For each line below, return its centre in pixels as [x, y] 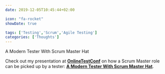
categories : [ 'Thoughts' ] [32, 37]
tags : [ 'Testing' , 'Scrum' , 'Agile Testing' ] [51, 32]
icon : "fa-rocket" [24, 19]
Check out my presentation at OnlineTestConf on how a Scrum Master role [82, 61]
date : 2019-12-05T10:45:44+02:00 [40, 10]
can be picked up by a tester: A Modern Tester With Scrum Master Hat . [79, 66]
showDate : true [21, 23]
